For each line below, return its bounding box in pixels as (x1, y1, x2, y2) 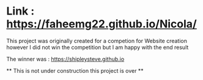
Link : (6, 4, 35, 18)
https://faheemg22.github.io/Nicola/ (6, 17, 197, 31)
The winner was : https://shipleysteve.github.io (6, 55, 125, 62)
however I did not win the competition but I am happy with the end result (6, 44, 189, 51)
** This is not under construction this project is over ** (6, 67, 144, 74)
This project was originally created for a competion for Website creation (6, 37, 188, 44)
